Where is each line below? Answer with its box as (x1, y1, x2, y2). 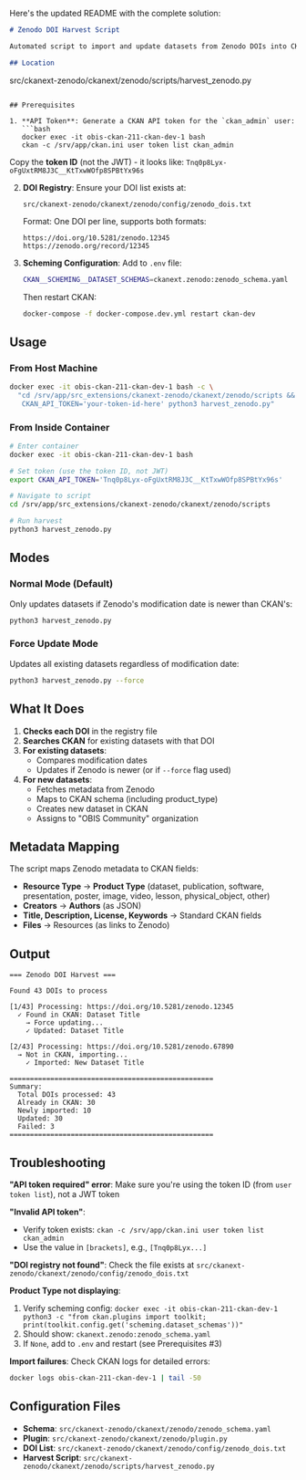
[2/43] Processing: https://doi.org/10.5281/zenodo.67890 (9, 1042, 234, 1052)
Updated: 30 (17, 1114, 64, 1123)
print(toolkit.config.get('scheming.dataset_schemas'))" (22, 1320, 244, 1329)
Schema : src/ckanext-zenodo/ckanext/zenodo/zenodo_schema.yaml (22, 1423, 271, 1433)
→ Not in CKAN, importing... (17, 1050, 128, 1059)
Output (9, 946, 50, 962)
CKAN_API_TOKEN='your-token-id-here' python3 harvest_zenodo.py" (21, 399, 275, 409)
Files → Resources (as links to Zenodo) (22, 920, 170, 931)
